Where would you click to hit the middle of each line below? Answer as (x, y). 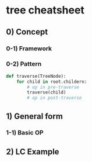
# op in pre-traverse (53, 87)
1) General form (34, 116)
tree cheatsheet (45, 10)
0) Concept (27, 32)
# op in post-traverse (54, 98)
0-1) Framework (29, 49)
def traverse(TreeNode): (36, 76)
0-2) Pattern (24, 64)
